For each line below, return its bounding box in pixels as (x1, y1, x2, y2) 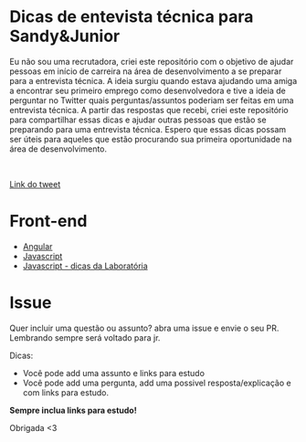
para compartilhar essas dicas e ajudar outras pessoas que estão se (9, 114, 267, 125)
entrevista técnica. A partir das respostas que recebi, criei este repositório (9, 104, 290, 115)
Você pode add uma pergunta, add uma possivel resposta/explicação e (22, 377, 291, 388)
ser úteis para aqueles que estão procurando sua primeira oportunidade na (9, 133, 292, 144)
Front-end (9, 211, 88, 232)
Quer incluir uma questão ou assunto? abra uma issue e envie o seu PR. (9, 322, 280, 333)
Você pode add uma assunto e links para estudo (22, 367, 206, 378)
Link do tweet (9, 178, 61, 189)
